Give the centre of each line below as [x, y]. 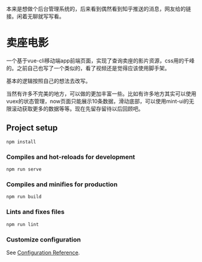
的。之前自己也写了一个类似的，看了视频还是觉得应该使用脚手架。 [88, 68]
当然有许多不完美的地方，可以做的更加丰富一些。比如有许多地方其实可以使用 [101, 93]
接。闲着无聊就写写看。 [35, 16]
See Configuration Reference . [43, 252]
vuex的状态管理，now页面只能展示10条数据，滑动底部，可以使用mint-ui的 [98, 101]
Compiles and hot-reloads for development [71, 157]
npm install [21, 142]
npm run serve [24, 169]
